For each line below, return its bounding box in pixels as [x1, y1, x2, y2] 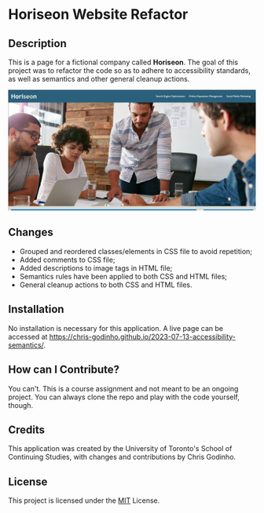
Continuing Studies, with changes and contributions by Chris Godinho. [8, 453, 236, 462]
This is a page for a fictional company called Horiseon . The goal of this [8, 57, 238, 67]
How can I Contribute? [8, 363, 120, 377]
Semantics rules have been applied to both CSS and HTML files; [19, 271, 228, 281]
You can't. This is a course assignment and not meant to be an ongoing [8, 384, 239, 393]
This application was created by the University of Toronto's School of [8, 444, 233, 453]
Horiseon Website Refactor [8, 5, 189, 24]
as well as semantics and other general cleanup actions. [8, 75, 190, 83]
